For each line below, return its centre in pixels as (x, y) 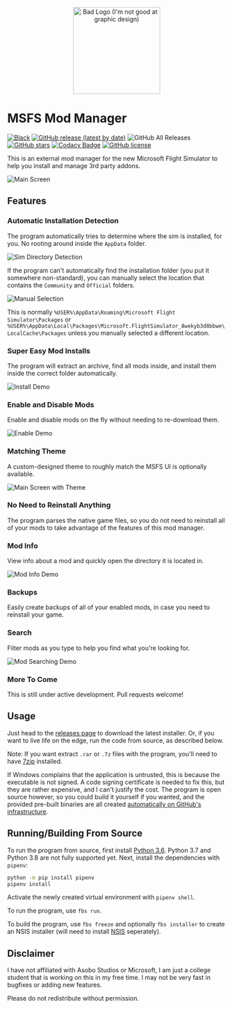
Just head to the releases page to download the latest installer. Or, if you (111, 733)
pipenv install (29, 884)
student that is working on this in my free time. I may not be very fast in (109, 978)
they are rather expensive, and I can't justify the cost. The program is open (114, 789)
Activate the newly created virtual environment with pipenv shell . (101, 897)
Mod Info (23, 546)
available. (21, 474)
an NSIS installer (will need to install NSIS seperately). (84, 932)
